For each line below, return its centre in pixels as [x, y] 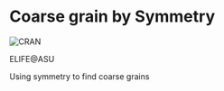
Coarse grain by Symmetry [112, 17]
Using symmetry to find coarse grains [79, 76]
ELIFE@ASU [32, 59]
